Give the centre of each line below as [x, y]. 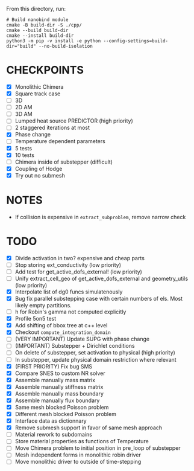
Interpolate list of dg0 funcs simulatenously [69, 292]
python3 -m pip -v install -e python [54, 41]
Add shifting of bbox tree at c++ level [61, 325]
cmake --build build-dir [37, 30]
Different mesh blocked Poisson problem [65, 414]
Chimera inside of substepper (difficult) [64, 162]
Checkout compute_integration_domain [63, 332]
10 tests [25, 155]
